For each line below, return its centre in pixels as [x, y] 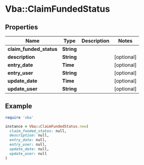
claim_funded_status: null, [38, 131]
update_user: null [28, 153]
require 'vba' [20, 118]
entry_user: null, [28, 145]
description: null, [29, 136]
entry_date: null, [28, 140]
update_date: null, [29, 149]
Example [19, 106]
